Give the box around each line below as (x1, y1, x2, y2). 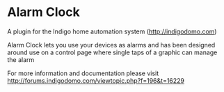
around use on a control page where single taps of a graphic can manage (7, 48, 218, 56)
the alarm (7, 55, 35, 63)
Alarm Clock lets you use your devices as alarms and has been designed (7, 40, 216, 49)
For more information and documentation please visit (7, 69, 159, 77)
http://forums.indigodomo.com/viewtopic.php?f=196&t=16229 (7, 76, 185, 84)
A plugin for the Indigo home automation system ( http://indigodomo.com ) (7, 27, 217, 36)
